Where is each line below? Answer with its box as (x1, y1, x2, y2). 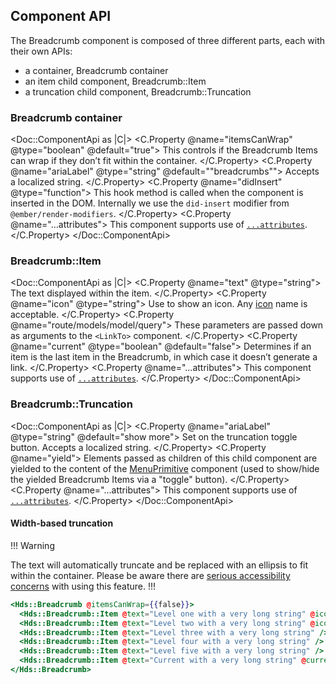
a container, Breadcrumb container (24, 64, 169, 76)
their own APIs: (10, 45, 73, 57)
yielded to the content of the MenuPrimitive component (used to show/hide (10, 462, 320, 474)
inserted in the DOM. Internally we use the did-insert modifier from (10, 197, 290, 209)
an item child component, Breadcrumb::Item (24, 75, 207, 87)
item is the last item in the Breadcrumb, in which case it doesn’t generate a (10, 351, 318, 363)
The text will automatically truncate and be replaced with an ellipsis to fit (10, 559, 309, 571)
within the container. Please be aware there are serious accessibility (10, 569, 291, 581)
